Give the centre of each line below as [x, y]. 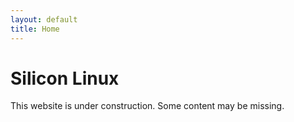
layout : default [44, 19]
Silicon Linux [65, 78]
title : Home [35, 29]
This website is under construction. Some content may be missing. [147, 106]
